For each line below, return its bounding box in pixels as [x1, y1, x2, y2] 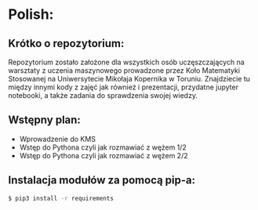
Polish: [8, 5, 54, 24]
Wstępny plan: [8, 114, 81, 127]
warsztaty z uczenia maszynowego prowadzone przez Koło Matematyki [8, 66, 241, 75]
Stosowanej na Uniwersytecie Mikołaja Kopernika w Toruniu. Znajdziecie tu [8, 74, 251, 83]
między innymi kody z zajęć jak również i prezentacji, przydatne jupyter [8, 82, 239, 92]
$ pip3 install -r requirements [8, 194, 114, 202]
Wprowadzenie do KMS [19, 134, 96, 143]
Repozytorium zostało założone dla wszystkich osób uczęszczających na [8, 57, 245, 67]
